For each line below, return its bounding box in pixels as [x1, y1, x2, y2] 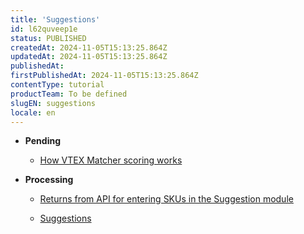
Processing [24, 174, 74, 186]
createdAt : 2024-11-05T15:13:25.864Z [10, 42, 168, 53]
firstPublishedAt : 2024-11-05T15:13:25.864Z [10, 71, 199, 81]
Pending [24, 135, 61, 147]
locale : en [10, 107, 56, 118]
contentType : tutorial [10, 80, 105, 90]
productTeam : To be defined [10, 89, 128, 99]
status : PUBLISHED [10, 33, 87, 43]
